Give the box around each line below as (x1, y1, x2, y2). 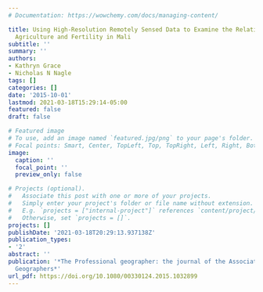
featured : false (8, 106, 61, 114)
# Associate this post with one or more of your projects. (8, 193, 212, 200)
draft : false (8, 113, 51, 121)
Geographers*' (15, 265, 61, 272)
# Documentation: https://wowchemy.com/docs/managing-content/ (8, 11, 219, 20)
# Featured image (8, 127, 65, 135)
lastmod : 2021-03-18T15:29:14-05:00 (8, 99, 128, 106)
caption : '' (15, 156, 55, 164)
